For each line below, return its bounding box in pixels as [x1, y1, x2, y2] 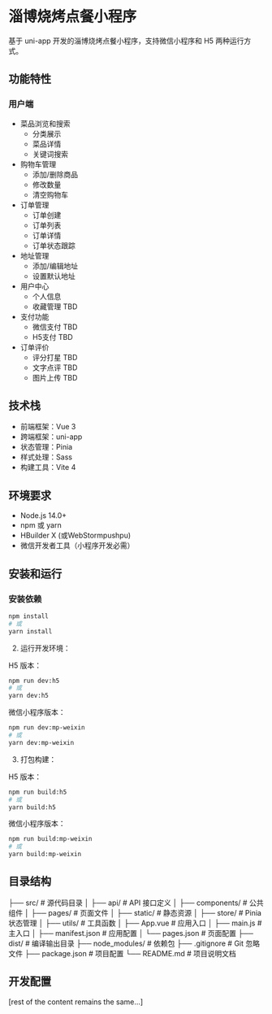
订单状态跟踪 [32, 241, 76, 250]
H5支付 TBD [32, 332, 73, 342]
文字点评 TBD [32, 363, 78, 372]
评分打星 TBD [32, 352, 78, 362]
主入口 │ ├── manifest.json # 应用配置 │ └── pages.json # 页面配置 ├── [8, 928, 254, 938]
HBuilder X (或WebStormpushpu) [19, 530, 132, 541]
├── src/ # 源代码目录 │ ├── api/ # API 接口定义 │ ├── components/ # [8, 898, 248, 907]
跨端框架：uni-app [19, 432, 83, 442]
